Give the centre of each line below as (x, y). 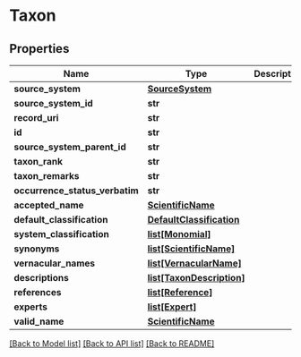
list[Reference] (180, 292)
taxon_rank (38, 161)
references (38, 292)
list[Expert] (172, 307)
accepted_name (49, 205)
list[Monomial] (179, 234)
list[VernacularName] (194, 263)
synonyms (37, 249)
